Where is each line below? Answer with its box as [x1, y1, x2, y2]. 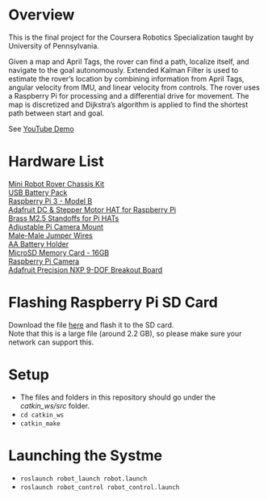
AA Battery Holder [8, 239, 69, 248]
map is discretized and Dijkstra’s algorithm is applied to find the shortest [8, 99, 249, 109]
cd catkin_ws [19, 411, 65, 419]
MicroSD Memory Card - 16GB [8, 247, 110, 257]
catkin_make [19, 419, 61, 428]
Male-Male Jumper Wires [8, 230, 93, 240]
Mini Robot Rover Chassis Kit [8, 179, 105, 188]
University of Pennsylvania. [8, 40, 99, 50]
